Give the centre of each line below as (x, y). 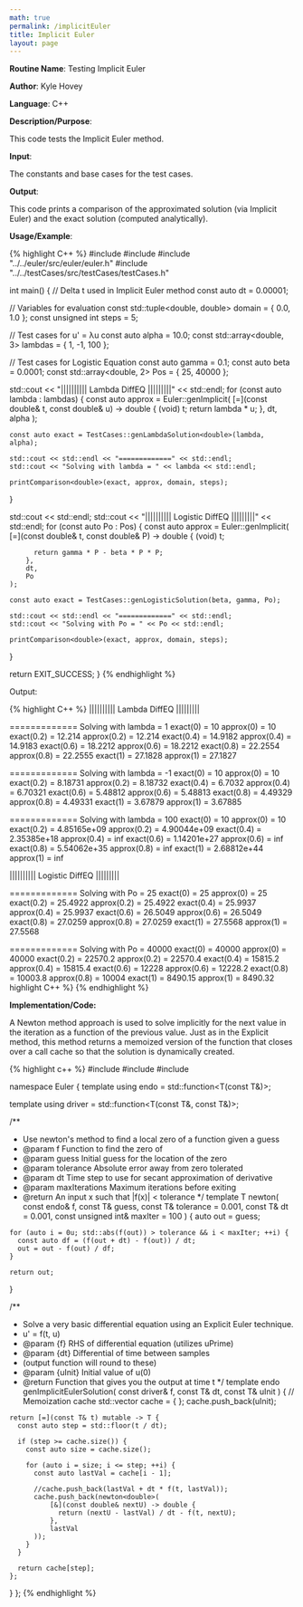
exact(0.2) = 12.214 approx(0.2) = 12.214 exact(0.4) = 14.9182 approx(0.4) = (151, 737)
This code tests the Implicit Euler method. (87, 139)
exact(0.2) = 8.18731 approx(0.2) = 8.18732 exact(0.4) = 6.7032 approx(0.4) (150, 783)
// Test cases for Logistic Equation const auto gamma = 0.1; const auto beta (150, 362)
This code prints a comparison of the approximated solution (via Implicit (143, 209)
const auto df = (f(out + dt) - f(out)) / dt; (107, 1241)
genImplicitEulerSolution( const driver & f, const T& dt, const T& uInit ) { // (158, 1392)
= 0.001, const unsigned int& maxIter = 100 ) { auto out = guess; (141, 1216)
